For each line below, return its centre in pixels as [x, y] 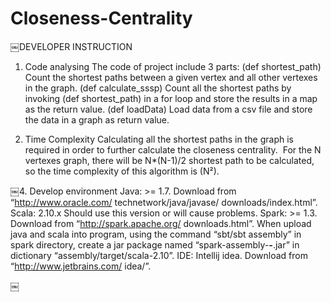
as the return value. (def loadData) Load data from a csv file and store [168, 109]
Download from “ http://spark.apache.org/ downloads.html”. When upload [161, 223]
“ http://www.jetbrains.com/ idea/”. [81, 266]
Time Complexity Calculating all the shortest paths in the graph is [159, 139]
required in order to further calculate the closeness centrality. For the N [173, 149]
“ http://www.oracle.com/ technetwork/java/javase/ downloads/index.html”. [164, 202]
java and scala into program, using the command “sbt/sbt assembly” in [156, 234]
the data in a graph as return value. [97, 119]
